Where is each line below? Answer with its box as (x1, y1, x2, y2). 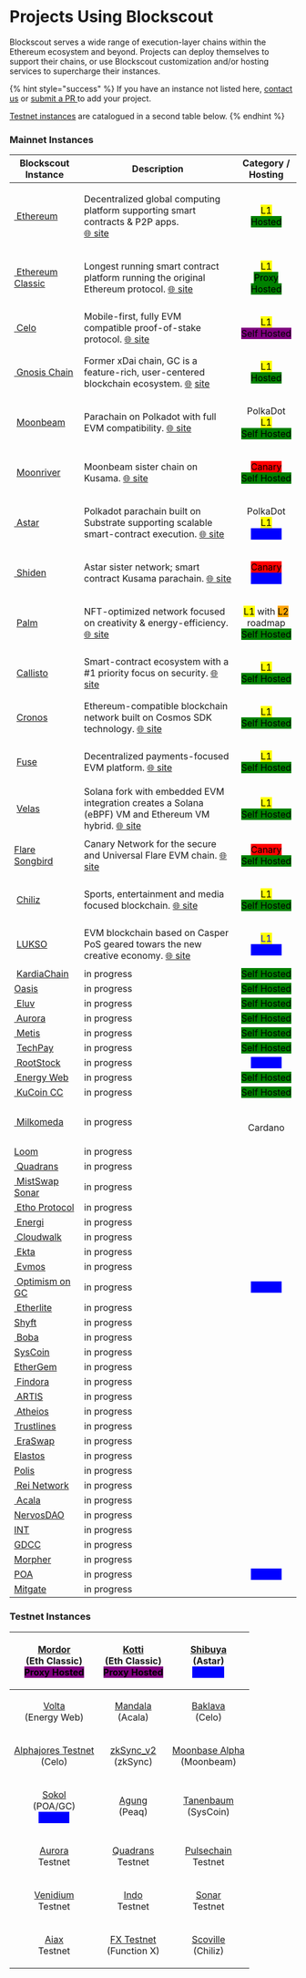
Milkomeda (16, 1116, 64, 1128)
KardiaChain (16, 968, 69, 981)
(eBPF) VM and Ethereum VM (83, 809, 210, 821)
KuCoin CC (16, 1087, 64, 1099)
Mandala (114, 1699, 152, 1712)
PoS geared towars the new (83, 938, 202, 951)
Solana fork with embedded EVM (83, 786, 225, 798)
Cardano (247, 1121, 285, 1134)
